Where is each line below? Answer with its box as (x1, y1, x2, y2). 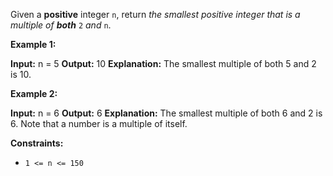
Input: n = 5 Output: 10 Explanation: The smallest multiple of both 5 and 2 (10, 58, 317, 69)
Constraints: (10, 137, 64, 149)
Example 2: (10, 88, 58, 99)
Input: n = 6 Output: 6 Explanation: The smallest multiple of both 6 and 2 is (10, 107, 323, 119)
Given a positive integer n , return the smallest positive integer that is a (10, 9, 301, 20)
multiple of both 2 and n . (10, 19, 112, 31)
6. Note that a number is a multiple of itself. (10, 118, 188, 129)
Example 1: (10, 39, 57, 50)
